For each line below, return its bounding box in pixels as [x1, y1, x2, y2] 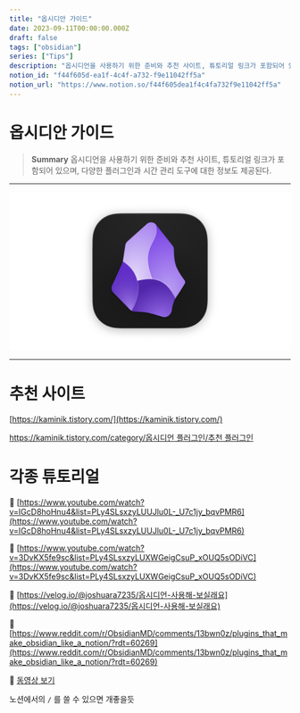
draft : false [9, 33, 58, 42]
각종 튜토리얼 [9, 467, 100, 487]
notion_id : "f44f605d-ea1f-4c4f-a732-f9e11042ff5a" [9, 71, 205, 80]
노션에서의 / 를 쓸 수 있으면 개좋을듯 [9, 694, 136, 705]
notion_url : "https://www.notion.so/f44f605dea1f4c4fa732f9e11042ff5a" [9, 80, 281, 89]
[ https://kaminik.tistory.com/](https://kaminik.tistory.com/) [9, 414, 223, 425]
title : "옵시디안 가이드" [9, 14, 93, 23]
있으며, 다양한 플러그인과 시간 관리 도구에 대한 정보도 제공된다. [54, 165, 272, 176]
